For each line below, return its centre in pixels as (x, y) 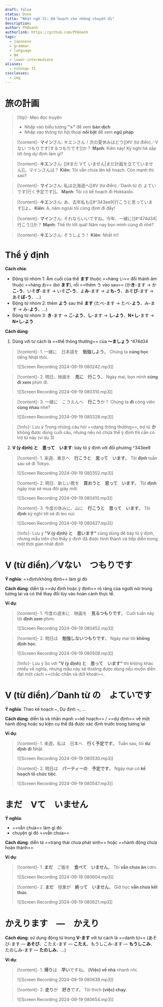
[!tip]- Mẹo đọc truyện (39, 117)
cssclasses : (17, 73)
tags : (10, 37)
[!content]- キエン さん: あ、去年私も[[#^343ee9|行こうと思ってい (83, 202)
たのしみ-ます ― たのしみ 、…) (36, 950)
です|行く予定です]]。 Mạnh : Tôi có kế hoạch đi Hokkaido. (75, 192)
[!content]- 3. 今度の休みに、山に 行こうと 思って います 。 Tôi (83, 508)
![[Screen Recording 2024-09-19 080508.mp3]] (65, 653)
